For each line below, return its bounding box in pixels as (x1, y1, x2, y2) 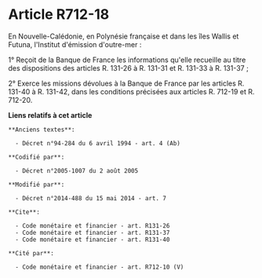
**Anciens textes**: (8, 126, 76, 134)
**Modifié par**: (8, 181, 65, 188)
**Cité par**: (8, 249, 55, 257)
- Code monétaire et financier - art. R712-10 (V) (15, 263, 184, 271)
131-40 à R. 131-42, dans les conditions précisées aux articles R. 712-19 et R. (8, 86, 255, 96)
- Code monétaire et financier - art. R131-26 (15, 221, 170, 229)
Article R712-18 (8, 5, 110, 24)
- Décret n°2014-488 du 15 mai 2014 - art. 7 (15, 194, 167, 202)
